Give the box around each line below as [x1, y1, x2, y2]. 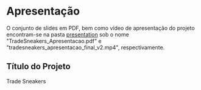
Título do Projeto [6, 61, 71, 72]
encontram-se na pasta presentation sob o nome [6, 30, 129, 38]
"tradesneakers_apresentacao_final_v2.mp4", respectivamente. [6, 44, 165, 51]
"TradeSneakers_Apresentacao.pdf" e [6, 37, 102, 44]
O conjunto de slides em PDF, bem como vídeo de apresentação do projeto [6, 24, 195, 32]
